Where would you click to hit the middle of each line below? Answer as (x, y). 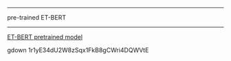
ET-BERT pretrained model (45, 37)
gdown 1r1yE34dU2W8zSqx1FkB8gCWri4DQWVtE (78, 50)
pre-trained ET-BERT (37, 17)
